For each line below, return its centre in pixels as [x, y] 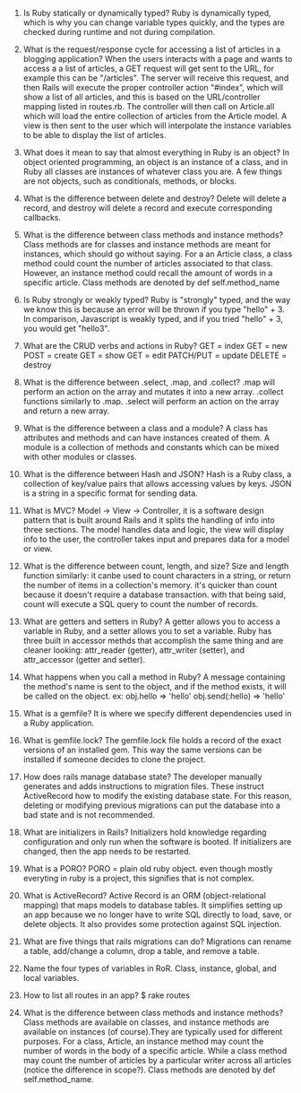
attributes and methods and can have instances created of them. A [146, 438]
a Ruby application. [59, 723]
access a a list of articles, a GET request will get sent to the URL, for [148, 68]
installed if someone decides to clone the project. [114, 759]
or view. [38, 549]
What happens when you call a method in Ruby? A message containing [154, 677]
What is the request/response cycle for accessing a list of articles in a [152, 49]
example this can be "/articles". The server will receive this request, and [156, 78]
